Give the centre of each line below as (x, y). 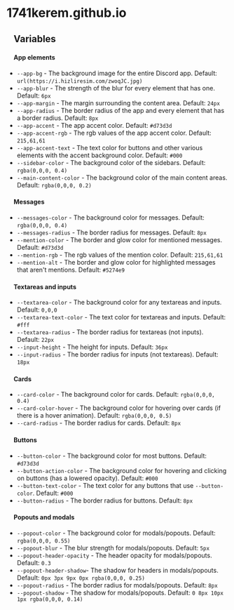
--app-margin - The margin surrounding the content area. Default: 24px (118, 102)
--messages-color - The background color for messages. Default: (110, 217)
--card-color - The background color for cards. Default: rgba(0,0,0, (116, 394)
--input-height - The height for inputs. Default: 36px (92, 347)
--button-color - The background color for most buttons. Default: (112, 456)
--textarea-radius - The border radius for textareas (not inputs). (110, 332)
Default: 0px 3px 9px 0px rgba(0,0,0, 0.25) (81, 578)
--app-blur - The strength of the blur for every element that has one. (116, 88)
